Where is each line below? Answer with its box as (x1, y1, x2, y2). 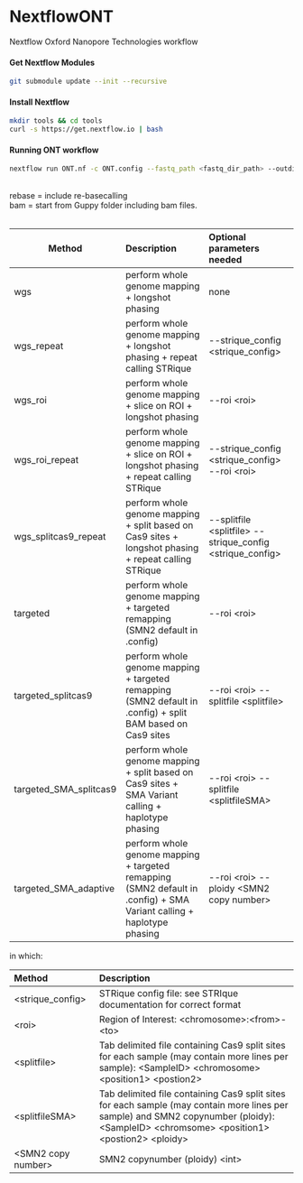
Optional (208, 231, 246, 244)
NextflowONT (9, 6, 115, 27)
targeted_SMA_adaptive (14, 883, 115, 895)
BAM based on (124, 717, 188, 730)
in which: (9, 950, 43, 962)
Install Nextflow (9, 97, 70, 107)
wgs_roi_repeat (14, 454, 79, 467)
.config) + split (124, 707, 188, 719)
